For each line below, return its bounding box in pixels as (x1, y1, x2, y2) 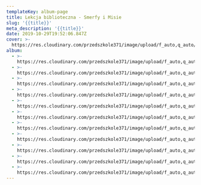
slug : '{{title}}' (6, 20, 52, 26)
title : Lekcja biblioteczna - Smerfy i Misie (6, 14, 121, 20)
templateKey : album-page (6, 8, 68, 15)
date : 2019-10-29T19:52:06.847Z (6, 31, 87, 37)
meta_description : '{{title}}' (6, 25, 84, 32)
